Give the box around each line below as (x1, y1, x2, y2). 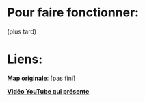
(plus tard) (7, 27, 36, 36)
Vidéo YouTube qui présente (7, 87, 90, 95)
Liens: (7, 51, 43, 67)
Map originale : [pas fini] (7, 74, 76, 82)
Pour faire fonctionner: (7, 5, 139, 21)
